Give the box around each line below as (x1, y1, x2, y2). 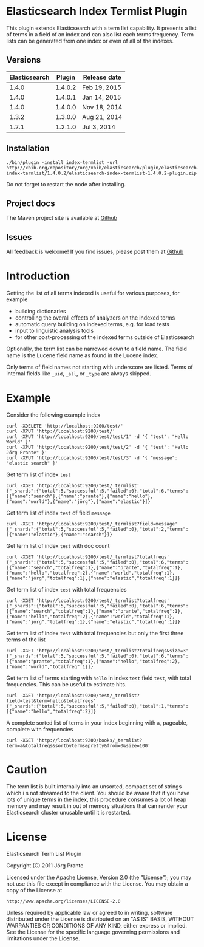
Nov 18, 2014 (81, 103, 123, 111)
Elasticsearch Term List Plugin (6, 850, 82, 857)
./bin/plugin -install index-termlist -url (6, 159, 118, 165)
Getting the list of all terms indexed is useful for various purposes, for (6, 290, 180, 297)
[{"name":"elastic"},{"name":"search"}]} (6, 532, 113, 538)
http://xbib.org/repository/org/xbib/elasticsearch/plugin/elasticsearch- (6, 165, 200, 171)
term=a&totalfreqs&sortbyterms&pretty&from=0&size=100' (6, 743, 151, 749)
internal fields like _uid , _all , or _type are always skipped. (6, 370, 152, 377)
